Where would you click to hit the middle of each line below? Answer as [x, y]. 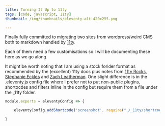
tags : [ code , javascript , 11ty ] [38, 14]
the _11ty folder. [20, 92]
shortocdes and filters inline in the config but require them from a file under [81, 87]
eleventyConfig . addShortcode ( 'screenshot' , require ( [69, 110]
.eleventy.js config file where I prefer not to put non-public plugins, [73, 82]
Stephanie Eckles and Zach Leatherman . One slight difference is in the [76, 77]
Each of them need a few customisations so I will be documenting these [78, 51]
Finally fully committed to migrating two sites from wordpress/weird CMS [79, 37]
